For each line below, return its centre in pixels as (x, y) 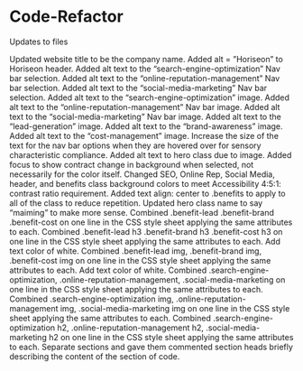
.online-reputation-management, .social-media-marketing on (172, 279)
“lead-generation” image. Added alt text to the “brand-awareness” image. (146, 126)
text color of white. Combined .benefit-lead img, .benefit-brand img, (136, 251)
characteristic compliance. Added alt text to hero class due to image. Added (151, 154)
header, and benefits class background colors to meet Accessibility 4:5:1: (145, 183)
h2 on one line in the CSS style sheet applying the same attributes (171, 337)
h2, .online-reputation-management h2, (131, 328)
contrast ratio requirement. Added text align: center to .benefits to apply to (147, 193)
